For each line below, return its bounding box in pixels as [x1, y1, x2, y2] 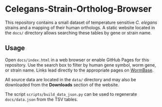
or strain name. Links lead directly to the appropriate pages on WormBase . [5, 67, 154, 73]
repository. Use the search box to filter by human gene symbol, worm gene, [5, 62, 156, 68]
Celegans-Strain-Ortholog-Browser [5, 3, 152, 15]
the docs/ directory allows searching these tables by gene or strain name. [5, 30, 152, 36]
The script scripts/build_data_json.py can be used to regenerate [5, 91, 137, 97]
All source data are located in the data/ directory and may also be [5, 76, 137, 82]
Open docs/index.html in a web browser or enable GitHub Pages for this [5, 57, 149, 63]
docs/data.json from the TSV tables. [5, 96, 78, 102]
